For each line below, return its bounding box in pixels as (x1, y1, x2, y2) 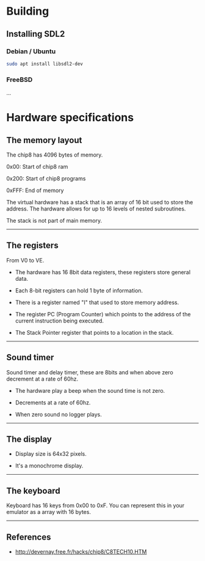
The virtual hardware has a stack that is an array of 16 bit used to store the (6, 199, 193, 206)
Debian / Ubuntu (6, 47, 56, 56)
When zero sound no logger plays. (15, 411, 102, 418)
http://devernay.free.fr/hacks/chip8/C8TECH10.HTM (15, 548, 147, 555)
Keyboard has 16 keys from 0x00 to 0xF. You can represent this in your (6, 502, 185, 509)
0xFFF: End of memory (6, 187, 64, 194)
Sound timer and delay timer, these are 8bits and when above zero (6, 368, 174, 376)
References (6, 532, 51, 542)
